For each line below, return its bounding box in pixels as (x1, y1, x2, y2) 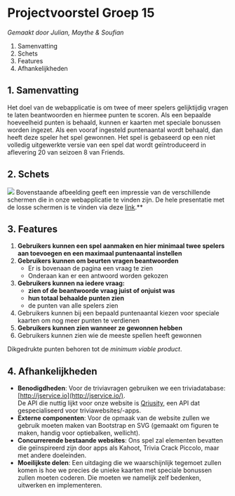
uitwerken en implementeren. (17, 481, 102, 490)
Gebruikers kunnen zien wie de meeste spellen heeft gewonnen (17, 332, 202, 340)
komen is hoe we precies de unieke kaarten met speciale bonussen (17, 466, 213, 475)
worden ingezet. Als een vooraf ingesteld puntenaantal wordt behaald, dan (7, 125, 223, 134)
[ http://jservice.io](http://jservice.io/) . (17, 391, 126, 400)
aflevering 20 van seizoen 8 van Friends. (7, 148, 125, 156)
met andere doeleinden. (17, 451, 87, 459)
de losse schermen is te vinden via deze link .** (7, 202, 144, 211)
